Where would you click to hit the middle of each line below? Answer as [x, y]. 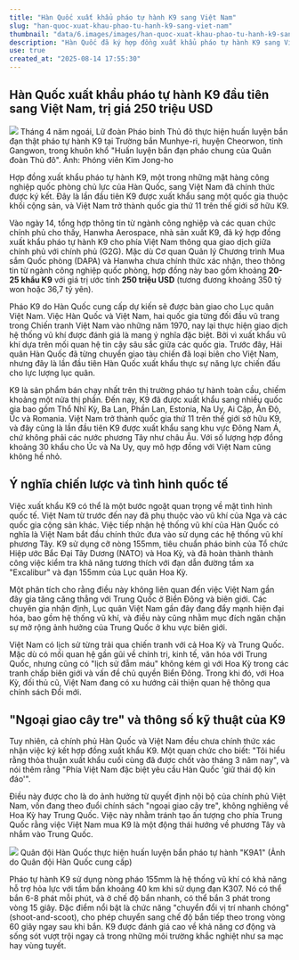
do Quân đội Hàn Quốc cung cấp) [71, 862]
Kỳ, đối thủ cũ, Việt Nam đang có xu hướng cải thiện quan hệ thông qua [140, 682]
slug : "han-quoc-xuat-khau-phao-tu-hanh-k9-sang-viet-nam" [121, 26]
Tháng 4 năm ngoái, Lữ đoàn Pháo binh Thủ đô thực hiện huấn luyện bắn [154, 131]
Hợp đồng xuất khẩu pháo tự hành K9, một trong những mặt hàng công [139, 177]
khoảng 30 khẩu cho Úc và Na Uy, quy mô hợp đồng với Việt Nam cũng [140, 447]
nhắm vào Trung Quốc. [51, 834]
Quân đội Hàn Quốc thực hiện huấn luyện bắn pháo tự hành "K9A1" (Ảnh [153, 853]
